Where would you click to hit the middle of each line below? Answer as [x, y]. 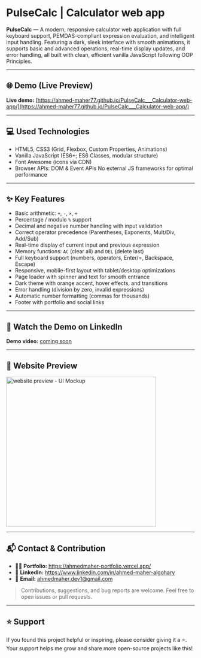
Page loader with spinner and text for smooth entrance [82, 277]
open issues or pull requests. [57, 596]
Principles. [19, 61]
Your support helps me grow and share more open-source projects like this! [100, 648]
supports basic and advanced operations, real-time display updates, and [96, 48]
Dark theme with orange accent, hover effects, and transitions [91, 283]
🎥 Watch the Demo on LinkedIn [64, 327]
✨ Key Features [35, 198]
